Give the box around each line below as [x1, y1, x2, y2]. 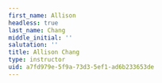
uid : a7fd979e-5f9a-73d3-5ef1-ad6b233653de [8, 63, 155, 71]
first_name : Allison [8, 11, 77, 20]
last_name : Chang [8, 26, 66, 34]
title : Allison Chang [8, 48, 80, 56]
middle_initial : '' [8, 33, 73, 42]
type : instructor [8, 56, 66, 64]
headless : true [8, 19, 59, 27]
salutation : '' [8, 41, 59, 49]
